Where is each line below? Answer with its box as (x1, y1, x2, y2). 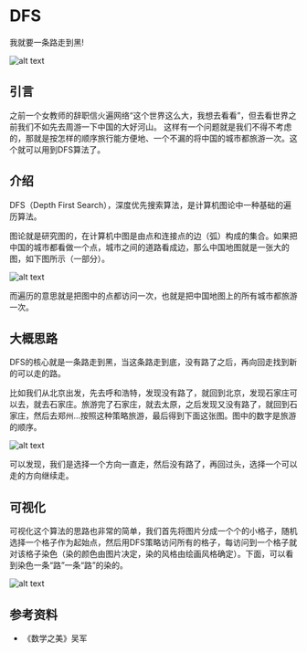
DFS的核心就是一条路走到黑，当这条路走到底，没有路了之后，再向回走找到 (9, 357, 290, 368)
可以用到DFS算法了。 (25, 143, 106, 155)
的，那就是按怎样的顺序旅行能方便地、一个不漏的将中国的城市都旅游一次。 (9, 132, 290, 143)
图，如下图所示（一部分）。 (9, 253, 110, 264)
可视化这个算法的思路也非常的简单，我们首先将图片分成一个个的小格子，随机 (9, 526, 298, 537)
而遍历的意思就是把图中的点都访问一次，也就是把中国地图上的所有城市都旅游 (9, 289, 298, 301)
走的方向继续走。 (9, 470, 74, 481)
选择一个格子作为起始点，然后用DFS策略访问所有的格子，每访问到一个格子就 (9, 537, 298, 548)
